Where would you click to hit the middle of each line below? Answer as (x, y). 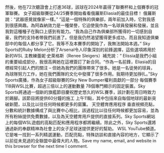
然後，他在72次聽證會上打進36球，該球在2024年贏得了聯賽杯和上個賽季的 (80, 7)
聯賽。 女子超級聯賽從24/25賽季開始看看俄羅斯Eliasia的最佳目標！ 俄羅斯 (82, 13)
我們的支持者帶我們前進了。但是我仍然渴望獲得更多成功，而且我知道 (82, 37)
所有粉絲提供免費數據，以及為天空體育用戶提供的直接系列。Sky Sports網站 (80, 116)
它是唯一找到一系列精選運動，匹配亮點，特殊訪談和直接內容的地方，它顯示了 (82, 135)
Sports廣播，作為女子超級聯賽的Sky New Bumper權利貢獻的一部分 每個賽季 (81, 80)
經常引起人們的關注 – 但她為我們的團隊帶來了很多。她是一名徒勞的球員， (82, 68)
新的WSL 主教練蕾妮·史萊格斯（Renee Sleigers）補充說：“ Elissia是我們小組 (81, 56)
